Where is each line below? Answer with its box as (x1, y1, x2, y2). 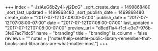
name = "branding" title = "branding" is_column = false (36, 30, 148, 36)
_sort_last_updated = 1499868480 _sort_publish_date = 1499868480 (5, 9, 145, 15)
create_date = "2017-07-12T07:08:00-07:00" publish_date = (5, 15, 127, 20)
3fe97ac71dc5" (5, 30, 36, 36)
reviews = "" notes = (5, 35, 47, 41)
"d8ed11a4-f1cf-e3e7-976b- (96, 25, 153, 31)
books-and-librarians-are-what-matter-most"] (5, 41, 99, 46)
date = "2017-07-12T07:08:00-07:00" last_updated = (47, 20, 154, 25)
